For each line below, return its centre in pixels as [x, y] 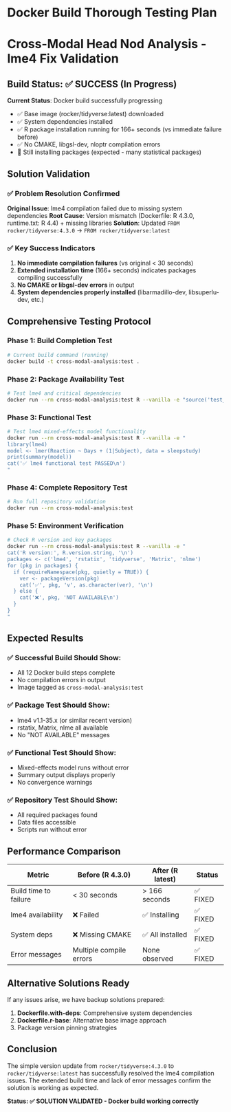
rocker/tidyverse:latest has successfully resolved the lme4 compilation [111, 1073]
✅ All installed [165, 935]
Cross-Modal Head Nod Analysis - [107, 44]
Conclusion [32, 1049]
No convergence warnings [55, 783]
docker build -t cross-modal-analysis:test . [73, 361]
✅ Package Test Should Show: [58, 705]
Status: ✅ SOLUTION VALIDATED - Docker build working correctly [103, 1101]
